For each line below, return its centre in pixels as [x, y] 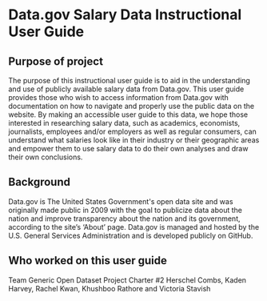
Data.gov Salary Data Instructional [125, 15]
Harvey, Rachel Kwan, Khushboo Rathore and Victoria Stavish [110, 288]
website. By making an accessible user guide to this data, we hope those [128, 114]
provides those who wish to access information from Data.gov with [119, 97]
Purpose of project [56, 61]
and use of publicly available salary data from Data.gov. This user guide [126, 89]
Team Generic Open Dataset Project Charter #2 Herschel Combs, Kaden [127, 280]
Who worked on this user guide [88, 261]
